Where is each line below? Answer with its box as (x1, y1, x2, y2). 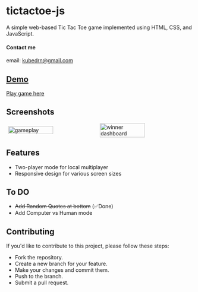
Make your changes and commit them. (14, 266, 109, 274)
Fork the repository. (14, 254, 64, 261)
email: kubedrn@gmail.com (6, 57, 73, 64)
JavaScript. (6, 30, 34, 37)
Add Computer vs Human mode (14, 210, 93, 217)
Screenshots (6, 107, 55, 117)
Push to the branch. (14, 273, 64, 280)
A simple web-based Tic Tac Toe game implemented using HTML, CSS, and (6, 24, 192, 31)
